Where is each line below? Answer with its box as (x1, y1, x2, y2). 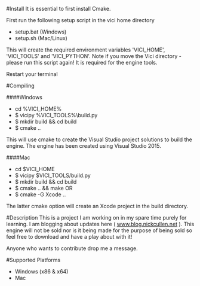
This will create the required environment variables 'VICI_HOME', (6, 46, 165, 53)
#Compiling (6, 82, 35, 89)
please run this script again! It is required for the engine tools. (6, 59, 158, 66)
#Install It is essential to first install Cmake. (6, 5, 111, 12)
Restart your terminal (6, 71, 58, 77)
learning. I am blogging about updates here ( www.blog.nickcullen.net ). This (6, 221, 195, 227)
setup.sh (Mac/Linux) (14, 35, 67, 41)
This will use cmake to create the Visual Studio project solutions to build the (6, 136, 192, 143)
